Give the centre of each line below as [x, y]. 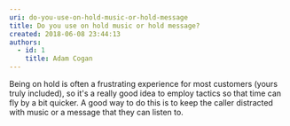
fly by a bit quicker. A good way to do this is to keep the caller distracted [141, 102]
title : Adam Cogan [59, 59]
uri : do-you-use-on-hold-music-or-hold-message [99, 17]
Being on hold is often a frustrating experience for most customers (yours [143, 84]
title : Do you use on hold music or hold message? [105, 26]
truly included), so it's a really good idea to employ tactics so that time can [145, 93]
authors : [25, 42]
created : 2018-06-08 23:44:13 [65, 34]
